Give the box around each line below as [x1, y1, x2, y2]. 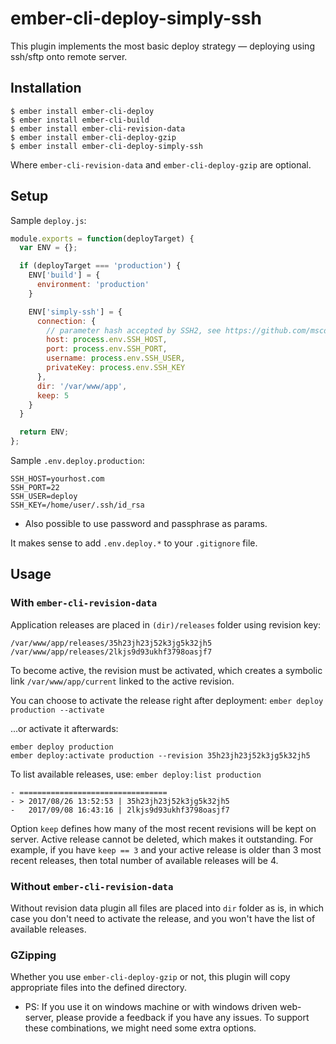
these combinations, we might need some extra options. [24, 1022, 257, 1034]
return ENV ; [19, 427, 70, 437]
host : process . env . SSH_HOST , [46, 335, 168, 345]
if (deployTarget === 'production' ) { [19, 261, 182, 271]
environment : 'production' [36, 280, 150, 290]
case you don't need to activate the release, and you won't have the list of [10, 913, 316, 925]
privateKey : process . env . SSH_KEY [46, 363, 186, 373]
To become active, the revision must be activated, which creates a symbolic [10, 664, 323, 676]
